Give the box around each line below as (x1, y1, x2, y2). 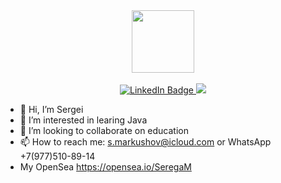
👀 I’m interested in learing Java (19, 114, 148, 126)
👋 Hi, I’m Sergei (19, 104, 84, 115)
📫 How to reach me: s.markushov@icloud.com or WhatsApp (19, 136, 272, 148)
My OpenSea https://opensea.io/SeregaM (19, 161, 192, 173)
